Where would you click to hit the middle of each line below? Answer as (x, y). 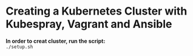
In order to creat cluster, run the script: (56, 41)
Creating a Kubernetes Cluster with (96, 11)
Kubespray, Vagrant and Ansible (89, 24)
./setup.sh (19, 47)
